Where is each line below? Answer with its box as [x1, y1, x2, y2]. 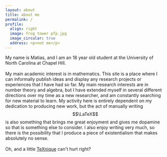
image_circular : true [10, 36, 56, 41]
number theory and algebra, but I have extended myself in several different [5, 87, 162, 93]
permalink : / [5, 17, 33, 22]
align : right [10, 26, 38, 32]
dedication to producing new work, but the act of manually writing [5, 103, 143, 109]
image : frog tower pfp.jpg [10, 31, 67, 36]
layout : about [5, 7, 36, 13]
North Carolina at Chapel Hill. [5, 59, 66, 66]
